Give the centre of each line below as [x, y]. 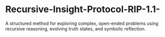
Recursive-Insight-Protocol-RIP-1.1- [83, 9]
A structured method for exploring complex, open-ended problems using [82, 23]
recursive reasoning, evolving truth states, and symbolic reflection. [76, 28]
